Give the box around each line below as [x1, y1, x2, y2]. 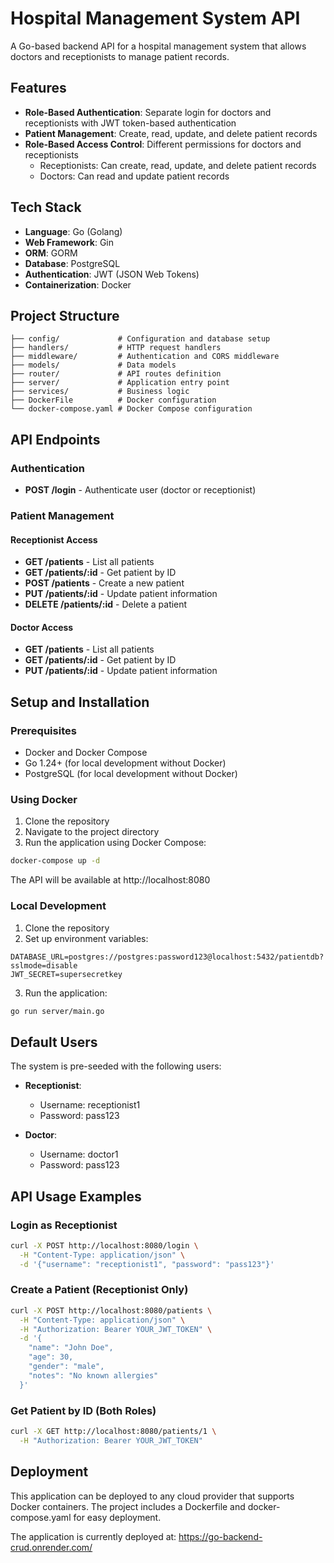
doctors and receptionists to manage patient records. [10, 50, 230, 62]
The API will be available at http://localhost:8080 [10, 874, 211, 886]
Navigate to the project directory [24, 826, 160, 838]
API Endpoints [10, 431, 101, 448]
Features [10, 80, 67, 97]
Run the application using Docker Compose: [24, 837, 207, 849]
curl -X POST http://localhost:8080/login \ [10, 1240, 199, 1251]
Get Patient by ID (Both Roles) [10, 1403, 157, 1417]
